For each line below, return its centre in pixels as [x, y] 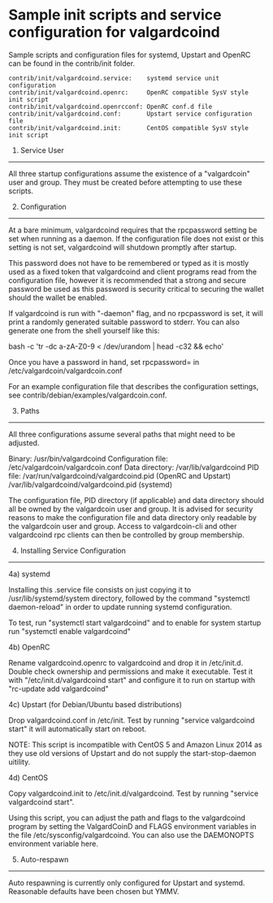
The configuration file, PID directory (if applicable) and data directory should [136, 500]
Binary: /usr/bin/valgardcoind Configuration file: [88, 458]
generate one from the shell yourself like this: [84, 330]
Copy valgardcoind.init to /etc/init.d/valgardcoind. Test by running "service [133, 793]
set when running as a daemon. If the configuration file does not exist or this [136, 238]
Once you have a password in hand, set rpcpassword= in [104, 362]
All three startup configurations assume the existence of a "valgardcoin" [129, 173]
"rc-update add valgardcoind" [59, 688]
